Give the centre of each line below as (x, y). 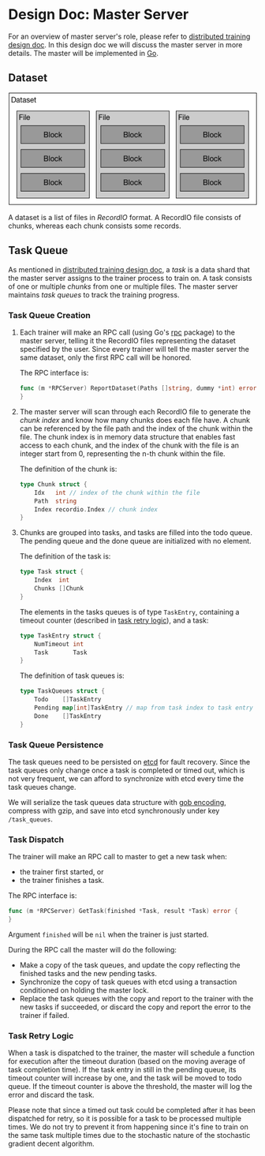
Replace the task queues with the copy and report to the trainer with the (136, 999)
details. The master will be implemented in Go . (84, 53)
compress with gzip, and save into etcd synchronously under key (114, 810)
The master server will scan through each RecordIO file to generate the (135, 411)
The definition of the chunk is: (68, 469)
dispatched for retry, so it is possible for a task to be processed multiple (125, 1119)
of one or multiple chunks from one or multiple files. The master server (123, 286)
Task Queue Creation (49, 315)
